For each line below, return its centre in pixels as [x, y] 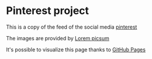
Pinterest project [48, 11]
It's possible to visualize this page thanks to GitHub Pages [76, 49]
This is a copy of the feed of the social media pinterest [72, 27]
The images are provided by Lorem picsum [58, 38]
